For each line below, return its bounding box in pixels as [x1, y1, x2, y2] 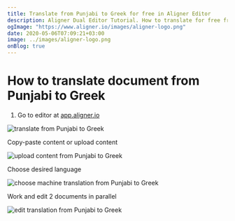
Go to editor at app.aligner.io [17, 110, 100, 119]
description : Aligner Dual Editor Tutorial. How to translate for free [7, 17, 220, 24]
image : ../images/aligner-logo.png [7, 36, 111, 43]
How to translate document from [7, 73, 200, 89]
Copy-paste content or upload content [7, 138, 118, 146]
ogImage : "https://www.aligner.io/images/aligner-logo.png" [7, 23, 187, 30]
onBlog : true [7, 43, 45, 50]
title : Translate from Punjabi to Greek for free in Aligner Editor [7, 10, 211, 17]
